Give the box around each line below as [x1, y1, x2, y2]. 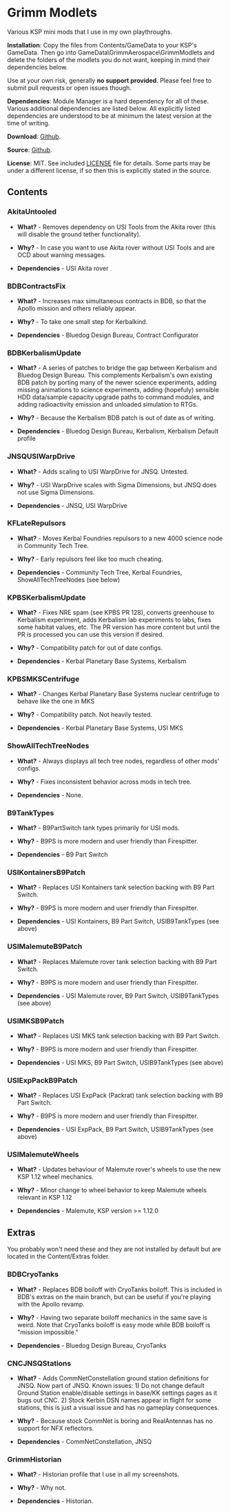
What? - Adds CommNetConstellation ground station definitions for [17, 1373, 209, 1382]
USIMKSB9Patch [7, 1016, 64, 1025]
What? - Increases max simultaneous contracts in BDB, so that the [17, 296, 207, 305]
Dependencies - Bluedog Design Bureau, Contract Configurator [17, 331, 199, 339]
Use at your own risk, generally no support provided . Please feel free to [7, 76, 212, 84]
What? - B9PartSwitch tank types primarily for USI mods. [17, 824, 180, 832]
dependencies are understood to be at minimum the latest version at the [7, 112, 212, 120]
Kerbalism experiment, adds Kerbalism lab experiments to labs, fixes [17, 615, 211, 624]
